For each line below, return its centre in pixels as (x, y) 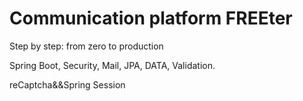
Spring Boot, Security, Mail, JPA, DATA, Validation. (112, 65)
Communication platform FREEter (151, 18)
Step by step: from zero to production (86, 46)
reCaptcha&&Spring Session (67, 84)
